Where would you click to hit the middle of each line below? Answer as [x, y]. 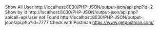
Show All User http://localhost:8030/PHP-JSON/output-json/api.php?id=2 [79, 7]
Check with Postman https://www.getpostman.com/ [102, 22]
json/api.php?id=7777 [27, 22]
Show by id [16, 12]
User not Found [44, 17]
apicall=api [16, 17]
